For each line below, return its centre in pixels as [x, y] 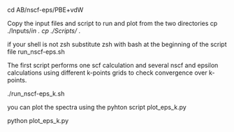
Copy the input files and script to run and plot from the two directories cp [112, 24]
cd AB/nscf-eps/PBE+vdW [45, 10]
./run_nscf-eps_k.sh [36, 94]
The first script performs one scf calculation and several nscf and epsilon [113, 66]
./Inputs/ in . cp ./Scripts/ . [44, 31]
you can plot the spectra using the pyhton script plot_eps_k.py [97, 108]
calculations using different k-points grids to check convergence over [107, 73]
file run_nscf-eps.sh [36, 52]
